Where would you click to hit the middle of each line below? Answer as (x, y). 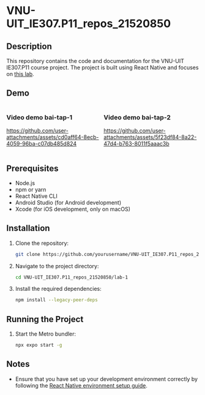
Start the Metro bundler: (46, 334)
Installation (28, 228)
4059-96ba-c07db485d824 (42, 144)
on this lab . (20, 74)
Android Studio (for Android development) (68, 202)
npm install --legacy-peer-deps (56, 300)
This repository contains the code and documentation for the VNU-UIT (95, 61)
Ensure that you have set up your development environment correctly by (106, 379)
